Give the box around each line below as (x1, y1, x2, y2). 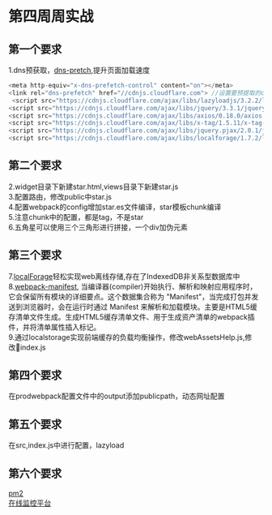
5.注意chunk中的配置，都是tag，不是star (8, 212, 144, 221)
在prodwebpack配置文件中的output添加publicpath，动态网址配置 (8, 391, 225, 401)
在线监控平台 (8, 498, 51, 508)
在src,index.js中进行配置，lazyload (8, 440, 125, 450)
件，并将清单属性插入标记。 (8, 322, 101, 332)
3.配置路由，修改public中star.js (8, 191, 112, 201)
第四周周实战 (8, 7, 95, 26)
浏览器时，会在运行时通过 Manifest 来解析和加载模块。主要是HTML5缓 (22, 302, 257, 311)
